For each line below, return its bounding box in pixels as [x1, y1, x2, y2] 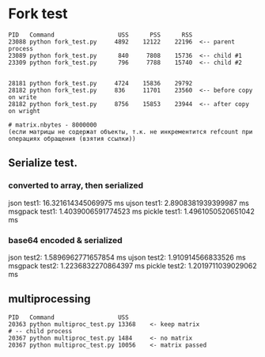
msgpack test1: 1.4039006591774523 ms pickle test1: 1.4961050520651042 [8, 207, 255, 216]
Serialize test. [8, 156, 78, 170]
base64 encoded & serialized [8, 234, 123, 245]
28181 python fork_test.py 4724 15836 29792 [8, 79, 193, 87]
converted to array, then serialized [8, 180, 144, 191]
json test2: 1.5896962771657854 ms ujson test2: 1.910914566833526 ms [8, 253, 247, 262]
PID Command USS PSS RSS [8, 31, 193, 39]
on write [8, 93, 37, 101]
